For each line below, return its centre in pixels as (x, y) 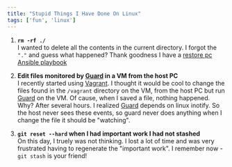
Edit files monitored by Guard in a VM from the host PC (98, 75)
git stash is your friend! (52, 156)
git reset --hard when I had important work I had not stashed (108, 134)
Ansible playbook (42, 62)
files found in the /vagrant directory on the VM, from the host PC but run (121, 90)
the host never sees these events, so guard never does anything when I (119, 113)
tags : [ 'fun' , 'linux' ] (42, 20)
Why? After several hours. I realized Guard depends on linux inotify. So (118, 105)
